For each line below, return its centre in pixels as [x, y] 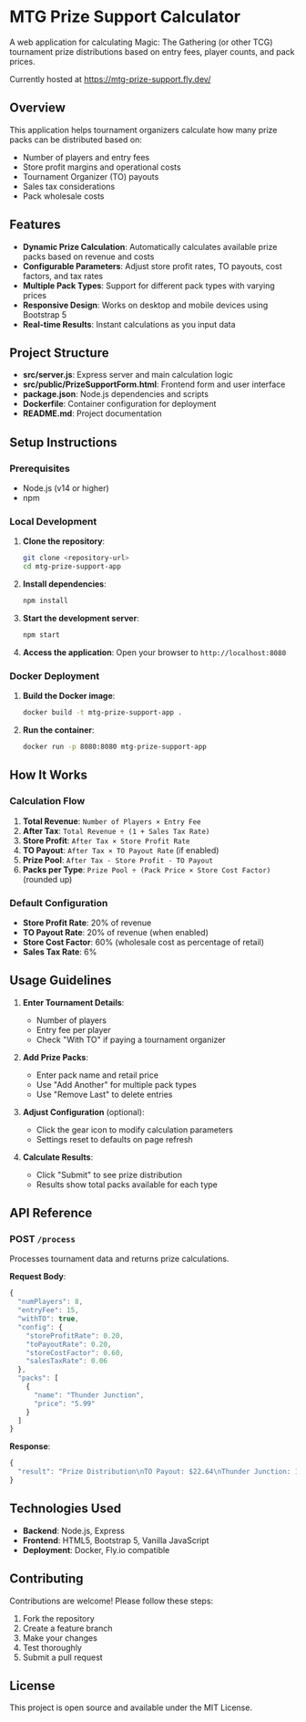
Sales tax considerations [69, 186]
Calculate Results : [58, 1157]
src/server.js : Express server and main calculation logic [128, 375]
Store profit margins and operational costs [102, 167]
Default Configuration [59, 903]
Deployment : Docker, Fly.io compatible [96, 1550]
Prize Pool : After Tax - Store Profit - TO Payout [118, 860]
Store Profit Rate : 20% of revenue [87, 923]
